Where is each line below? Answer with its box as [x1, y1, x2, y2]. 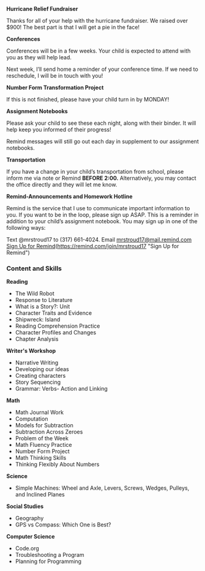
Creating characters [15, 372, 66, 380]
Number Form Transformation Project [6, 84, 104, 91]
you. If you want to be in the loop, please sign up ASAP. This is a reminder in [6, 211, 199, 218]
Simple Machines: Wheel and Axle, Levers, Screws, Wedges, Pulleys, [15, 484, 190, 492]
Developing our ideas [15, 366, 69, 373]
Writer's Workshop [6, 347, 56, 355]
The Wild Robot [15, 290, 55, 297]
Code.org [15, 545, 40, 552]
